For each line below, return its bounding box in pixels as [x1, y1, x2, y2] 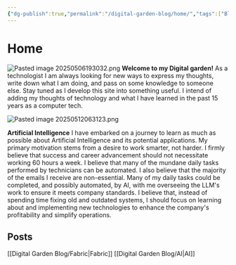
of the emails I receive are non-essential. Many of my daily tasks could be [7, 173, 221, 181]
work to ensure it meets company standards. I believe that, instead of [7, 188, 208, 197]
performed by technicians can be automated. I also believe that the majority [7, 166, 226, 174]
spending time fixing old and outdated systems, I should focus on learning [7, 195, 222, 204]
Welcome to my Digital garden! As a [122, 64, 228, 72]
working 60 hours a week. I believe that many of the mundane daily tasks [7, 158, 219, 167]
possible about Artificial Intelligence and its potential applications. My [7, 136, 209, 144]
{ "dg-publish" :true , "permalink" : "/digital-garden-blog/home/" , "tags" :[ [7, 10, 221, 18]
